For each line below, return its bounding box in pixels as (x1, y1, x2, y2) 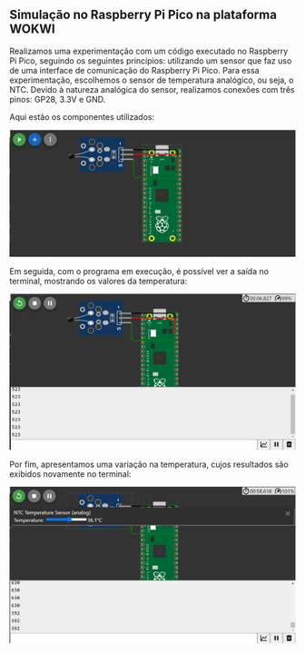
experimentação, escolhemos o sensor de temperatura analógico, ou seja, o (9, 74, 294, 85)
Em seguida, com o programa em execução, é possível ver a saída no (9, 266, 270, 277)
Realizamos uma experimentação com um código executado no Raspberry (9, 45, 289, 56)
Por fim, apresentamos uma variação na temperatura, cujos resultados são (9, 459, 289, 470)
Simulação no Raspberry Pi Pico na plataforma (9, 7, 277, 23)
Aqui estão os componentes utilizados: (9, 111, 155, 122)
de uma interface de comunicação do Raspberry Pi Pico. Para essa (9, 64, 261, 75)
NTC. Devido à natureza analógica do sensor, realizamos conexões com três (9, 84, 295, 94)
